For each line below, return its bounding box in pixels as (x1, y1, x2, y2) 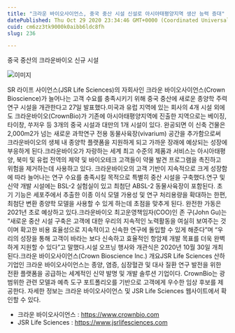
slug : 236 (7, 29, 36, 37)
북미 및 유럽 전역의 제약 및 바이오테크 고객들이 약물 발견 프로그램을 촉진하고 (16, 155, 222, 164)
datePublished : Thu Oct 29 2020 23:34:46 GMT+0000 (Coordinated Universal (7, 17, 230, 24)
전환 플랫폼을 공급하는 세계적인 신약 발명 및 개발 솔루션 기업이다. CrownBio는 (7, 269, 218, 278)
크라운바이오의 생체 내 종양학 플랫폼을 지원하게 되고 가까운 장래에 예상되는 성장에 (7, 138, 228, 147)
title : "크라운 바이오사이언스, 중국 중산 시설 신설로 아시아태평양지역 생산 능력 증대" (7, 10, 225, 17)
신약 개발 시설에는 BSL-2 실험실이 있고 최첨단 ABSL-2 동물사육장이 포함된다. (7, 182, 215, 190)
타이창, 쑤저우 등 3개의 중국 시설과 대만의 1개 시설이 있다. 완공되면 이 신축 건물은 (7, 120, 226, 129)
